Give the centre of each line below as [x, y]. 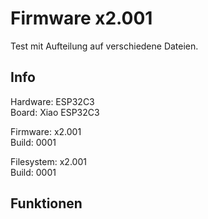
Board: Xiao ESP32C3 [55, 112]
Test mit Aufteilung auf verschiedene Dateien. [104, 46]
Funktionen [46, 203]
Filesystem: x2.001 [48, 161]
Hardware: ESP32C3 [52, 101]
